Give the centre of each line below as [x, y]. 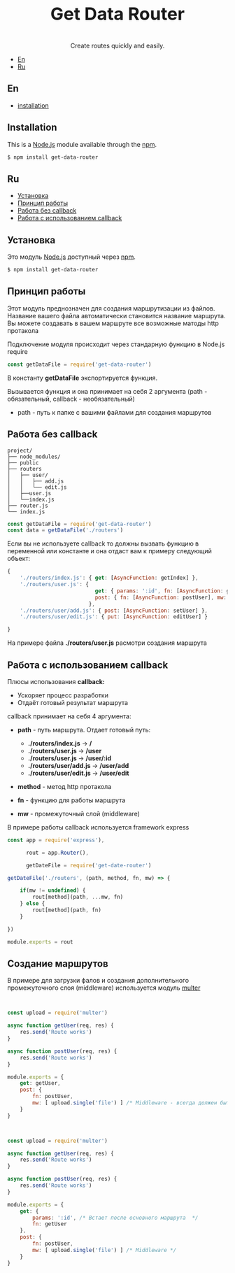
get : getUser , [40, 1083]
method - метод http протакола [64, 786]
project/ [20, 450]
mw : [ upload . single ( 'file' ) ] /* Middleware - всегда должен [125, 1103]
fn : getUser [50, 1224]
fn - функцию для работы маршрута [71, 800]
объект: [19, 559]
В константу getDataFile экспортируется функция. [83, 378]
